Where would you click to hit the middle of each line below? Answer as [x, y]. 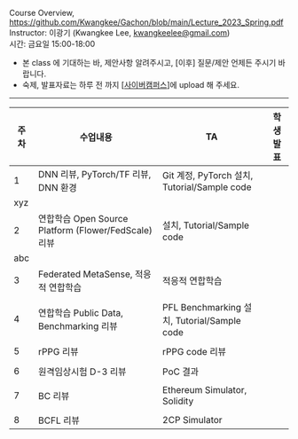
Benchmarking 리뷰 [78, 326]
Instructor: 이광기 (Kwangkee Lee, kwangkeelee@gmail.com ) [120, 33]
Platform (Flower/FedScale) [96, 230]
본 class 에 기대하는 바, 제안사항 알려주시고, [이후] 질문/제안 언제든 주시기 [149, 63]
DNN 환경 [58, 188]
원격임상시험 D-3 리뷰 [82, 372]
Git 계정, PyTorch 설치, [208, 175]
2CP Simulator [193, 420]
